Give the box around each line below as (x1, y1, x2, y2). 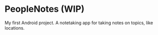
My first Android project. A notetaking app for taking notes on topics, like (4, 20, 153, 26)
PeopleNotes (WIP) (4, 3, 85, 15)
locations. (4, 25, 25, 31)
